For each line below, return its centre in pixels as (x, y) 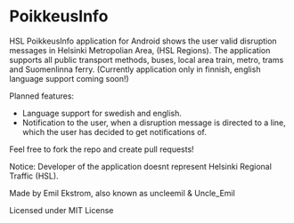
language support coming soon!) (69, 78)
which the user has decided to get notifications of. (114, 131)
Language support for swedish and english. (102, 113)
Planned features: (41, 96)
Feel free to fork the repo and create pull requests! (102, 149)
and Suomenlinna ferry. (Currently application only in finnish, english (135, 69)
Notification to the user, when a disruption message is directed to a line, (154, 123)
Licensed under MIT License (61, 210)
